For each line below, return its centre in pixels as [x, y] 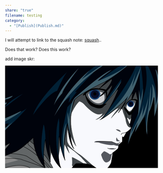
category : [15, 20]
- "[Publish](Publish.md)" [37, 26]
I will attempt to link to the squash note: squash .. [53, 40]
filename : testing [24, 15]
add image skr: [20, 59]
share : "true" [19, 10]
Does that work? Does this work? [38, 50]
